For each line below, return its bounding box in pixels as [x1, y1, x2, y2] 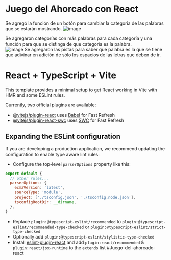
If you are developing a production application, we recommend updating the [5, 145, 165, 151]
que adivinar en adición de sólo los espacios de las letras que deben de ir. [5, 52, 161, 58]
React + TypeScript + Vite [5, 70, 116, 81]
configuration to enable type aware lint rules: [5, 151, 100, 157]
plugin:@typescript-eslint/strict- [90, 225, 166, 230]
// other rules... [10, 176, 50, 181]
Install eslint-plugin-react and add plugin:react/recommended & [12, 239, 144, 245]
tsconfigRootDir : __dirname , [14, 199, 77, 205]
